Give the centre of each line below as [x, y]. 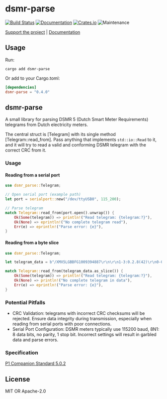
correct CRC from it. [26, 150]
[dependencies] [21, 87]
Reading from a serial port [33, 175]
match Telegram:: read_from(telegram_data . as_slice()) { [64, 271]
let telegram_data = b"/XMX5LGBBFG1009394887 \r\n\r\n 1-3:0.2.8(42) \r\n [81, 262]
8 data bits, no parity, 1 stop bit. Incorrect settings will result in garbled [84, 334]
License [18, 379]
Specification [22, 353]
